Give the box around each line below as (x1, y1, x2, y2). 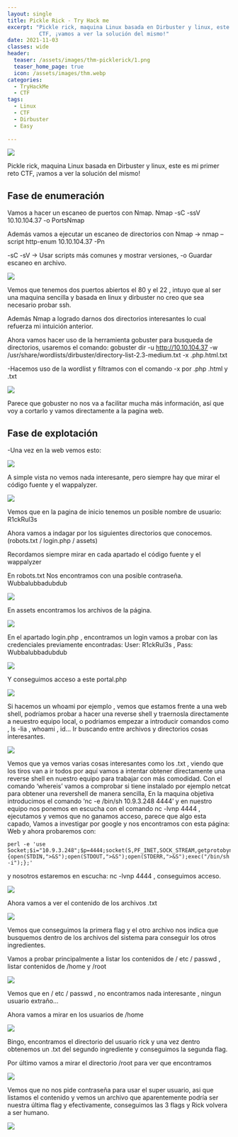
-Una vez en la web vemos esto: (7, 446, 101, 454)
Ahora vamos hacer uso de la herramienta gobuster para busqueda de (7, 336, 213, 345)
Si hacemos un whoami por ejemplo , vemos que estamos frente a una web (7, 702, 227, 710)
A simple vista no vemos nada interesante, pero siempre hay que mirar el (7, 473, 220, 481)
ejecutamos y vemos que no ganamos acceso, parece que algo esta (7, 812, 207, 820)
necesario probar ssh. (7, 301, 72, 309)
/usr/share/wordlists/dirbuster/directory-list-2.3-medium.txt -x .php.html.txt (7, 351, 228, 359)
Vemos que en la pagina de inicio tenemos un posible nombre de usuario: (7, 508, 222, 516)
